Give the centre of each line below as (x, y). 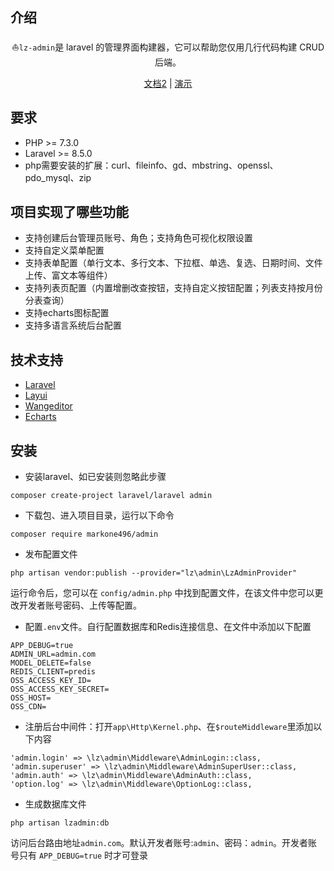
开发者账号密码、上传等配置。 (80, 605)
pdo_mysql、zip (58, 177)
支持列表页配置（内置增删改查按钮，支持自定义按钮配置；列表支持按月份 (173, 288)
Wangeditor (48, 406)
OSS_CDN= (28, 707)
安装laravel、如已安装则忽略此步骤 (95, 477)
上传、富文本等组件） (68, 275)
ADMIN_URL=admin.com (53, 654)
